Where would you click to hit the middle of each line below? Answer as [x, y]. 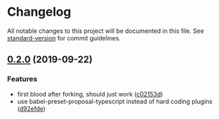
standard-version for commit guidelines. [64, 38]
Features [22, 79]
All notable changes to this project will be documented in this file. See [106, 31]
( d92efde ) [31, 108]
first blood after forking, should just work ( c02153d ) [90, 94]
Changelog [39, 12]
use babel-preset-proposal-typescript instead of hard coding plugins [115, 101]
